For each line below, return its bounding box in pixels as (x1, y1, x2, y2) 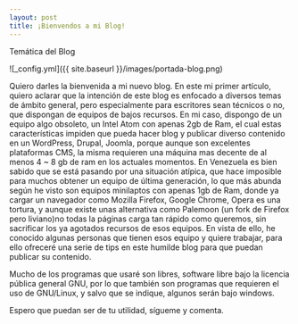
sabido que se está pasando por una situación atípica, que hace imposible (9, 166, 283, 177)
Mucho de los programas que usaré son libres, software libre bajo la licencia (9, 269, 290, 279)
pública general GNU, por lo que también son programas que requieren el (9, 278, 279, 288)
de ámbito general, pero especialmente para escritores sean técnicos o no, (9, 99, 286, 110)
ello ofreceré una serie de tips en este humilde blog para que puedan (9, 242, 263, 253)
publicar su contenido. (9, 251, 92, 262)
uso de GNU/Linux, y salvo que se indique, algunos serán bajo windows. (9, 287, 275, 298)
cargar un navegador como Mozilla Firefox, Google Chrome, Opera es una (9, 194, 281, 205)
